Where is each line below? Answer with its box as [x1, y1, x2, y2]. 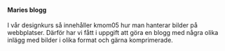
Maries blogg [7, 6, 47, 14]
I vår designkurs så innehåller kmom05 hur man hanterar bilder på [7, 21, 198, 29]
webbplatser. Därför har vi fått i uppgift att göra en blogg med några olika [7, 29, 219, 37]
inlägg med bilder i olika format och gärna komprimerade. [7, 36, 173, 45]
